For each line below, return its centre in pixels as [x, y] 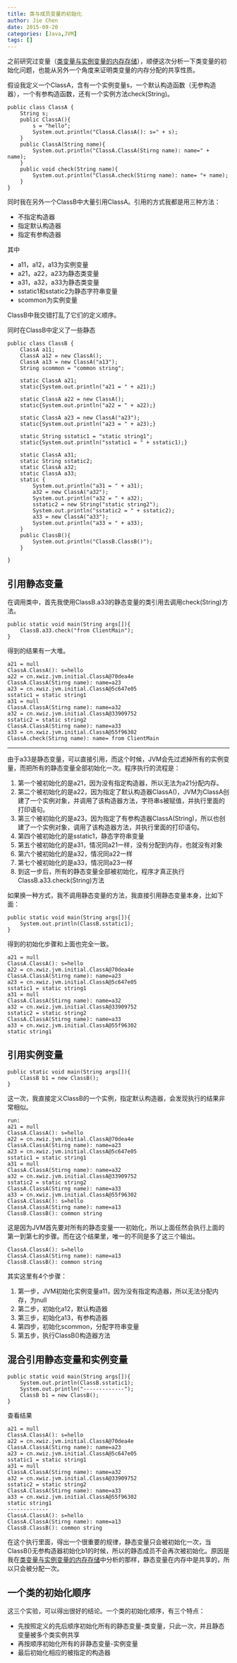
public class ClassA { [41, 108]
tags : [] [20, 40]
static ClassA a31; [49, 455]
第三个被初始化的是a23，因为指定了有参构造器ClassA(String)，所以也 [119, 818]
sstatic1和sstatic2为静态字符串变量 [68, 292]
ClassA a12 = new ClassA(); [61, 356]
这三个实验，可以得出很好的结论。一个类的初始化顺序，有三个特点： [106, 1611]
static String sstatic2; [56, 461]
